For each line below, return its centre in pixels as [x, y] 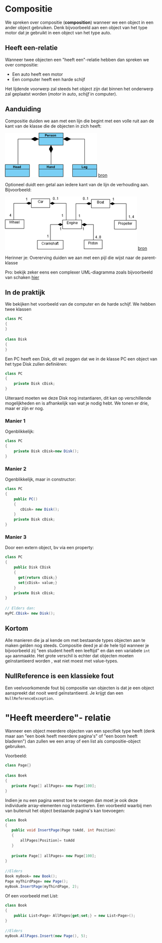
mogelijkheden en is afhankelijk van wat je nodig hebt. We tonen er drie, [77, 403]
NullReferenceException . [30, 698]
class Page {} [18, 765]
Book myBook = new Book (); [31, 877]
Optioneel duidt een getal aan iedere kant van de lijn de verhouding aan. [77, 184]
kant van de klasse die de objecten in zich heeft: [53, 126]
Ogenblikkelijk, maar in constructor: [40, 479]
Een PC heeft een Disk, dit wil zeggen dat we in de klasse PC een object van [81, 359]
